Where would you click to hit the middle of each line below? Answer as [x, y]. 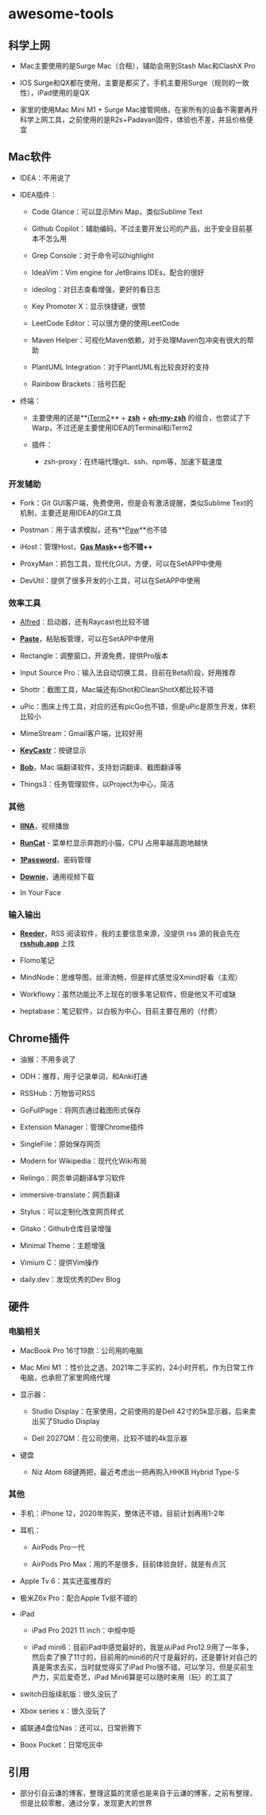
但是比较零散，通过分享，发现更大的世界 [86, 1803]
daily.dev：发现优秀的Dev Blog [70, 1279]
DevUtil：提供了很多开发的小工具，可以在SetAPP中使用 [110, 581]
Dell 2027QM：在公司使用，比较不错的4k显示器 [110, 1438]
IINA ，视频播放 [44, 826]
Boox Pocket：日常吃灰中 [61, 1744]
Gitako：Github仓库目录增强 [66, 1228]
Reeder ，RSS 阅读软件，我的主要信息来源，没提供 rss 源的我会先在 [130, 933]
